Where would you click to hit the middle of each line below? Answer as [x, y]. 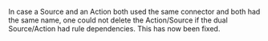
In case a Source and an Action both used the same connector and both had [134, 12]
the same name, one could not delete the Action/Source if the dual [118, 20]
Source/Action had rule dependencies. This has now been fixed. [114, 29]
